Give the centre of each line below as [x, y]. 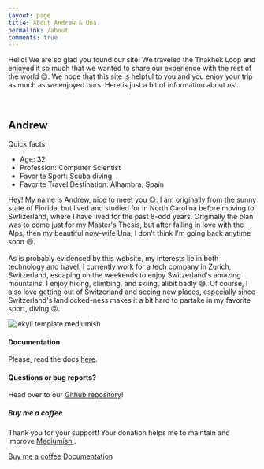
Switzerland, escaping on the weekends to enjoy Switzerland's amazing [125, 275]
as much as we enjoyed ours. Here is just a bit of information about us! [123, 85]
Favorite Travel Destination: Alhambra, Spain [91, 184]
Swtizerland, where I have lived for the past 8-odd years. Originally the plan [131, 217]
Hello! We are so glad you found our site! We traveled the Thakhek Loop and [132, 60]
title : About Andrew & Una [52, 23]
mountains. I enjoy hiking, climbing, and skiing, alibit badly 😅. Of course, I [128, 284]
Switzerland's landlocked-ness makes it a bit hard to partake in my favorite [129, 300]
